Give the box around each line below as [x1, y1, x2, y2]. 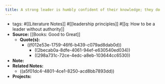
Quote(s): [19, 37, 41, 42]
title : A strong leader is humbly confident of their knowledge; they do [5, 7, 161, 12]
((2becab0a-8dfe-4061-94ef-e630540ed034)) [34, 47, 130, 53]
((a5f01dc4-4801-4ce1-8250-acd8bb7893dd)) [19, 68, 115, 74]
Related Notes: [12, 63, 43, 69]
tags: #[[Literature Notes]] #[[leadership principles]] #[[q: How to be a [12, 21, 156, 27]
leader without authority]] [12, 26, 65, 32]
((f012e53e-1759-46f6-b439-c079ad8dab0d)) [27, 42, 122, 47]
